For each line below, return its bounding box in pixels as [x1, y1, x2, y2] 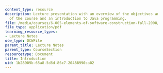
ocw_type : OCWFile [5, 38, 42, 43]
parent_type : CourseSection [5, 47, 62, 52]
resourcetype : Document [5, 51, 53, 57]
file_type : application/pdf [5, 25, 62, 30]
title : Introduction [5, 56, 47, 61]
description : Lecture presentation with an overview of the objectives [5, 12, 153, 16]
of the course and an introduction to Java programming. [9, 16, 127, 21]
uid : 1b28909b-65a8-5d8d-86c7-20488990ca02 [5, 61, 95, 65]
